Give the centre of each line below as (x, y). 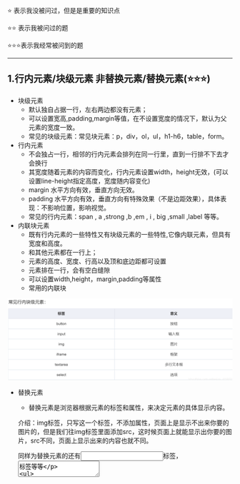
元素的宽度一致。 (54, 127)
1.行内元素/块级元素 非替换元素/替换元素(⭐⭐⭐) (109, 79)
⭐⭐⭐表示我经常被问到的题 (45, 45)
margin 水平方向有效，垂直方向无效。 (83, 190)
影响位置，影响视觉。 (79, 207)
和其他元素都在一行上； (63, 252)
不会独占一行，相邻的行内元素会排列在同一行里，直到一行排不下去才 (129, 154)
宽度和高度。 (47, 243)
